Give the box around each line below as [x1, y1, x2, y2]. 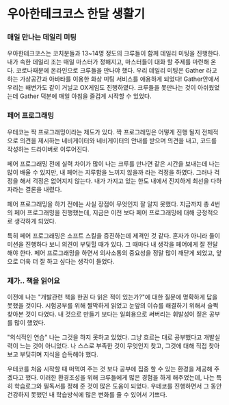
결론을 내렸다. [25, 185, 62, 193]
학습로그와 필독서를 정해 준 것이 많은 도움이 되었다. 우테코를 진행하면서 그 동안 [14, 382, 222, 391]
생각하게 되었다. [14, 217, 57, 225]
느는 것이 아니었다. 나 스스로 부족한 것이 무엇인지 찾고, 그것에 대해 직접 [19, 342, 207, 350]
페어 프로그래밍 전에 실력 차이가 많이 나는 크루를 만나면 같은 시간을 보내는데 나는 [7, 159, 221, 168]
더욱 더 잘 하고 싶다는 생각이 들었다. [19, 257, 115, 265]
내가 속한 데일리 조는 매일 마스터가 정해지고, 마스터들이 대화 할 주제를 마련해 [7, 58, 210, 66]
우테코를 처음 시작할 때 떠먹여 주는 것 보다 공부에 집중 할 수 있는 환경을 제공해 [7, 365, 213, 373]
